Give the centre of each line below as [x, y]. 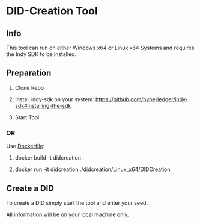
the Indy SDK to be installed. [41, 54]
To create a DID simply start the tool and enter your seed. [77, 202]
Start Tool [27, 117]
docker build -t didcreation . [49, 158]
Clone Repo [29, 87]
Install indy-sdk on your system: [54, 99]
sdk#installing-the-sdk [43, 105]
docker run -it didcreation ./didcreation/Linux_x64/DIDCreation [92, 169]
